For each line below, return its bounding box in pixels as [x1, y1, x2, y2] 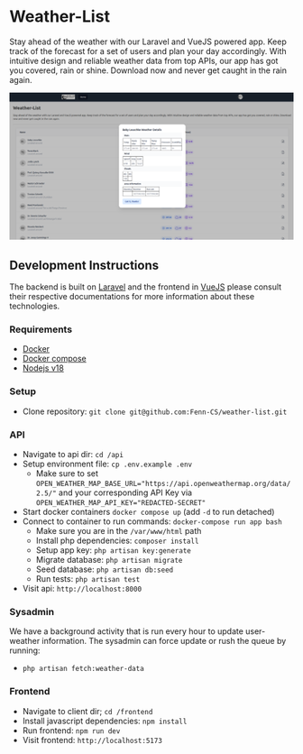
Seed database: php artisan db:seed [35, 564, 174, 575]
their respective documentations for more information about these [9, 291, 255, 302]
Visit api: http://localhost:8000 [22, 583, 142, 593]
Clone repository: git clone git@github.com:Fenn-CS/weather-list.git [22, 406, 288, 417]
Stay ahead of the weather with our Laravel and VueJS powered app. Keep [9, 36, 287, 47]
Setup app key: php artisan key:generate [35, 544, 191, 556]
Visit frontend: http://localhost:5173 [22, 734, 162, 745]
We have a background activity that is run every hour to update [9, 626, 243, 637]
